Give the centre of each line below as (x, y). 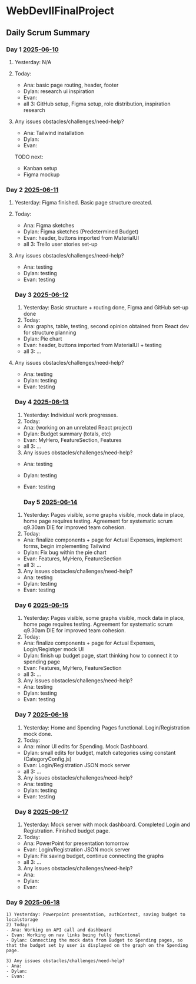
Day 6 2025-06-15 (41, 605)
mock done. (38, 734)
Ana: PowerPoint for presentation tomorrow (76, 843)
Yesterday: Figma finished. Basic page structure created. (84, 203)
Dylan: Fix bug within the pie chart (65, 553)
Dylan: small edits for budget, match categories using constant (99, 752)
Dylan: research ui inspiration (59, 91)
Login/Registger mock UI (54, 649)
